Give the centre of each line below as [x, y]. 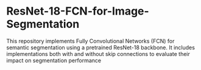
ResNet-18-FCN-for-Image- [78, 11]
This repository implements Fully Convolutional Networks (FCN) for [90, 41]
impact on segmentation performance [54, 60]
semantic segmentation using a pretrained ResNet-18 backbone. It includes [100, 47]
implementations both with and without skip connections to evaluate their [98, 54]
